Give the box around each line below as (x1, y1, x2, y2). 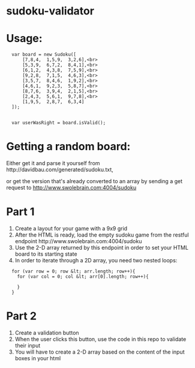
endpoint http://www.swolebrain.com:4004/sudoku (14, 238, 142, 244)
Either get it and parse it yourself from (6, 160, 100, 167)
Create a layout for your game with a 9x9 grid (14, 225, 128, 232)
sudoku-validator (6, 4, 95, 18)
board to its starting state (14, 250, 77, 258)
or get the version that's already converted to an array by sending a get (6, 178, 183, 185)
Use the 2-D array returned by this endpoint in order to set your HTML (14, 244, 189, 251)
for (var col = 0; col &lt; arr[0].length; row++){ (17, 274, 149, 280)
